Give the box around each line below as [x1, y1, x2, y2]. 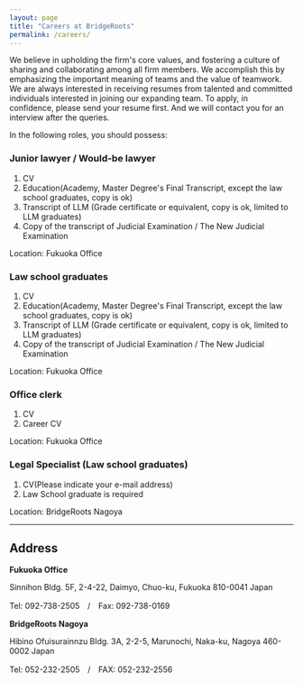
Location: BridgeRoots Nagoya [9, 506, 124, 517]
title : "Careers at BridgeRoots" [9, 22, 135, 31]
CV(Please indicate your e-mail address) [22, 479, 173, 490]
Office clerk [9, 388, 62, 401]
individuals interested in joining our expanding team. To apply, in [9, 93, 248, 104]
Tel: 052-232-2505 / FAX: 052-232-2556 [9, 664, 173, 675]
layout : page [9, 13, 59, 23]
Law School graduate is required [22, 488, 144, 499]
